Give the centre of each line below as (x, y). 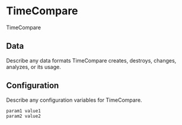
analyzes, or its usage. (33, 67)
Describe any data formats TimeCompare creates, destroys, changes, (91, 60)
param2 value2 (24, 116)
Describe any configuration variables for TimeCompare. (74, 100)
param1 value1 (24, 111)
